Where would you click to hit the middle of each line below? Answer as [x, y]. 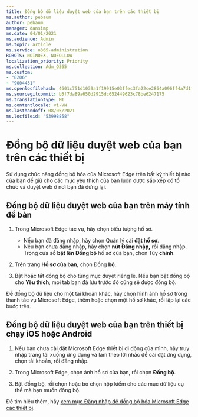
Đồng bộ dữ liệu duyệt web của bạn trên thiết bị [95, 325]
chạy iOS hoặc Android [49, 334]
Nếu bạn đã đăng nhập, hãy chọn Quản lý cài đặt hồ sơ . [91, 240]
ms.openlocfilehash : [32, 89]
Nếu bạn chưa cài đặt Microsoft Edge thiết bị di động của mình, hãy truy [102, 348]
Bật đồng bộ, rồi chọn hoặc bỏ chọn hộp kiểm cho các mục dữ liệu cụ [99, 384]
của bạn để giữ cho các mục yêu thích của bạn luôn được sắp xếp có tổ [93, 180]
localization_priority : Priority [47, 61]
